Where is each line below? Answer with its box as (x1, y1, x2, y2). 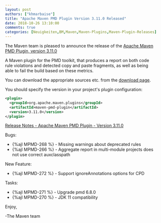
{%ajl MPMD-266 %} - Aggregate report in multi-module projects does (12, 146, 154, 153)
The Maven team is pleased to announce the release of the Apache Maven (5, 43, 154, 48)
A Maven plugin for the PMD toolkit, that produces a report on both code (5, 58, 149, 63)
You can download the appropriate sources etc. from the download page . (5, 77, 151, 83)
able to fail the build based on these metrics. (5, 68, 94, 73)
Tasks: (5, 180, 18, 186)
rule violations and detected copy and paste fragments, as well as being (5, 63, 148, 68)
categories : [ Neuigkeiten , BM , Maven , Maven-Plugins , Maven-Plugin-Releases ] (5, 30, 157, 34)
